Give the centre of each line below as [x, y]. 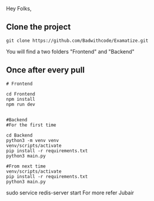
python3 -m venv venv [33, 140]
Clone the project [38, 27]
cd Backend [19, 135]
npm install [21, 99]
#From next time [26, 166]
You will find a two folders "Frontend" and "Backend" [71, 51]
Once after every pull [46, 70]
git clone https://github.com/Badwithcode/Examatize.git [77, 41]
